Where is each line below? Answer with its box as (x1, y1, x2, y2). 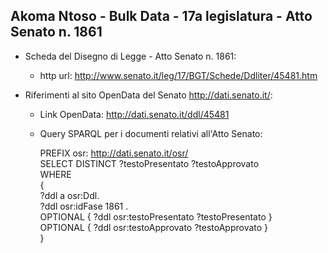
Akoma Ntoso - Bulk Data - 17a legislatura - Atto (10, 8, 313, 25)
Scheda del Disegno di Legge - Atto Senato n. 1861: (24, 50, 237, 62)
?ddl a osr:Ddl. (39, 189, 100, 201)
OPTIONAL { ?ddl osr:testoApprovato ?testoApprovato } (39, 221, 269, 233)
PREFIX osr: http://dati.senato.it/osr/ (39, 147, 189, 159)
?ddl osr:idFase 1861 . (39, 200, 129, 212)
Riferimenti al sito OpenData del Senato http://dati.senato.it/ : (24, 89, 273, 101)
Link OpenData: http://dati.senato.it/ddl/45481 (39, 108, 230, 120)
